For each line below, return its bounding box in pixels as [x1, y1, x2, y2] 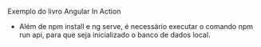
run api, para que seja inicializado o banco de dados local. [18, 31, 211, 39]
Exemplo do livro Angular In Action [7, 7, 121, 16]
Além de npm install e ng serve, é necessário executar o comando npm [18, 22, 253, 31]
